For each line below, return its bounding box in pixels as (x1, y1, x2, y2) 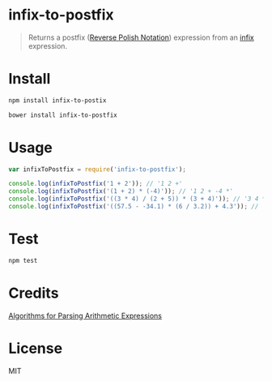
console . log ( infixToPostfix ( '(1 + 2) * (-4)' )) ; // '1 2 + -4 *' (8, 187, 233, 195)
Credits (8, 284, 59, 302)
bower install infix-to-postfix (8, 111, 117, 119)
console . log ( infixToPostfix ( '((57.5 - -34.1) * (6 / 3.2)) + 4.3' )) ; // (8, 203, 259, 211)
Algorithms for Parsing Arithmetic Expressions (8, 311, 163, 320)
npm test (8, 256, 38, 264)
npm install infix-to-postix (8, 96, 107, 105)
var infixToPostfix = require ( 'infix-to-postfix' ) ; (8, 165, 186, 174)
